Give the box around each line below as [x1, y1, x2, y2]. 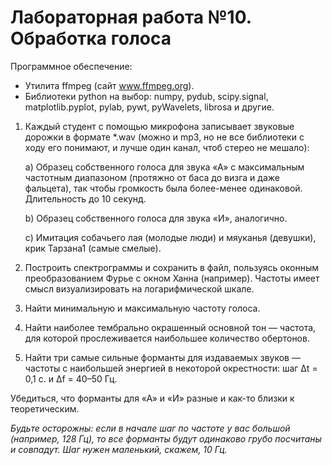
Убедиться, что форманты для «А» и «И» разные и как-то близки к [10, 392, 295, 404]
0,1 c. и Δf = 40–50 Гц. [24, 372, 118, 385]
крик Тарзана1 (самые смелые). [24, 242, 162, 254]
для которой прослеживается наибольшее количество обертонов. [24, 332, 310, 344]
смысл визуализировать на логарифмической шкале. [24, 282, 255, 295]
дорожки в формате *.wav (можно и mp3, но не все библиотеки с [24, 131, 305, 143]
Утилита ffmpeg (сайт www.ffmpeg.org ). [24, 79, 195, 91]
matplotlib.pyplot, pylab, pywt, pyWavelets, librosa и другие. [24, 101, 275, 113]
